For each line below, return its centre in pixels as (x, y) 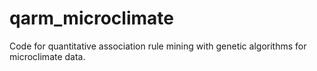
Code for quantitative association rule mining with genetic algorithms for (158, 46)
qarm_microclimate (91, 18)
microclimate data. (47, 56)
